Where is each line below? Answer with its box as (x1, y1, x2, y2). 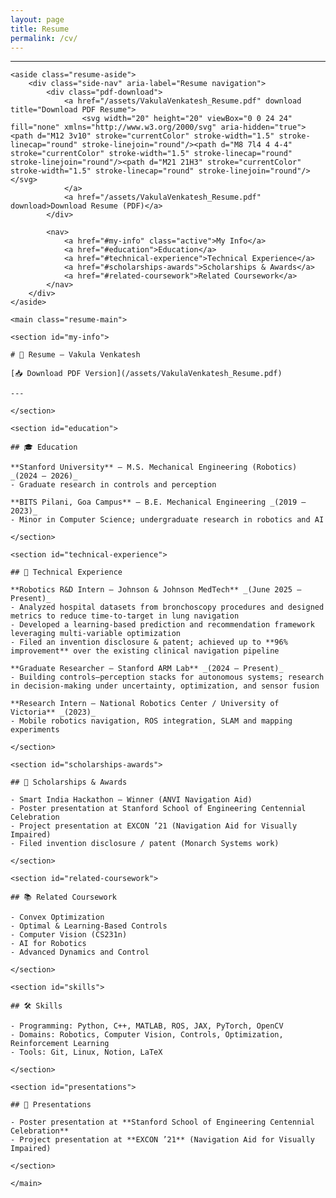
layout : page (10, 14, 65, 25)
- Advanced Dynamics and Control (10, 947, 150, 958)
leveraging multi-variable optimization (10, 629, 182, 639)
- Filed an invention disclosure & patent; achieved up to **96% (10, 637, 288, 648)
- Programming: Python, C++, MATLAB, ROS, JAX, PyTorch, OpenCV (10, 1021, 284, 1031)
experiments (10, 725, 60, 735)
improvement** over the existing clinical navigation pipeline (10, 646, 280, 656)
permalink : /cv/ (10, 33, 78, 43)
